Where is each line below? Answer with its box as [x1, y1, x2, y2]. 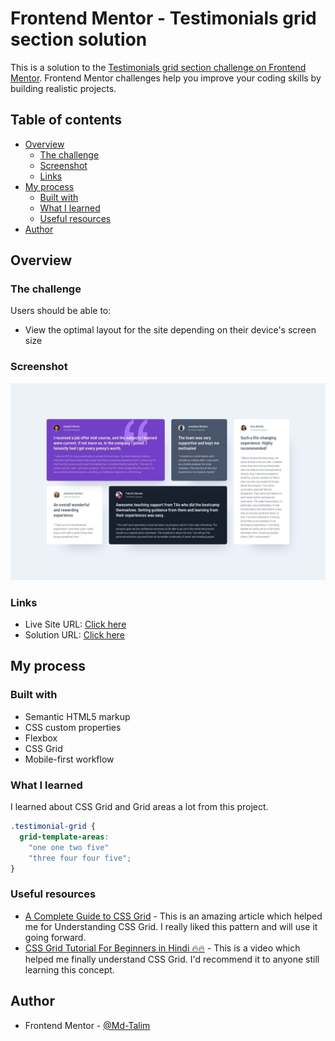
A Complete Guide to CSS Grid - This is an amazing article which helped [24, 910, 323, 922]
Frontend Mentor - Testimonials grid [10, 7, 317, 30]
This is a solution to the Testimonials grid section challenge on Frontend [10, 61, 307, 73]
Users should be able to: [10, 305, 112, 317]
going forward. [24, 931, 87, 943]
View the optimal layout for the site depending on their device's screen [24, 324, 317, 336]
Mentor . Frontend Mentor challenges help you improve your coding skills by [10, 72, 322, 84]
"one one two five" [28, 842, 110, 852]
